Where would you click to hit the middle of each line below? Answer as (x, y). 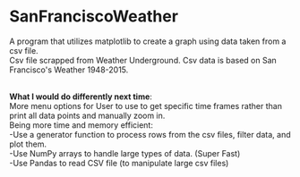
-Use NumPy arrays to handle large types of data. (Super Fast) (125, 153)
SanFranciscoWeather (94, 17)
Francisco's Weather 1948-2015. (69, 70)
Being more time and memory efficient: (81, 125)
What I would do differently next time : (81, 97)
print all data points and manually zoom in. (87, 115)
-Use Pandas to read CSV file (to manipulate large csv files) (119, 163)
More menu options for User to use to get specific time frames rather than (146, 105)
